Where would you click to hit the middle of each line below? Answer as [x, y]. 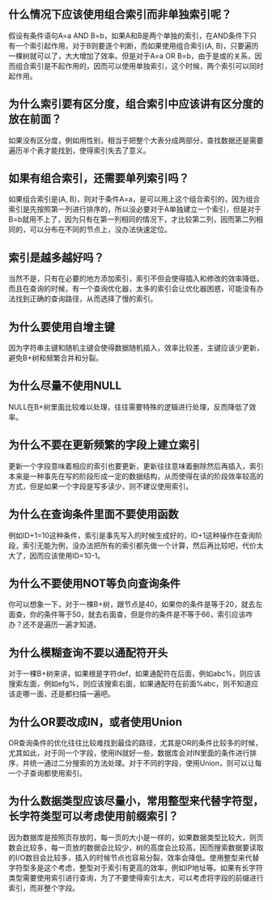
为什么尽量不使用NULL [65, 386]
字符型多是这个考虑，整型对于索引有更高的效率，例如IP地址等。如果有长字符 [136, 868]
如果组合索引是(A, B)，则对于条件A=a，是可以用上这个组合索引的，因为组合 [134, 199]
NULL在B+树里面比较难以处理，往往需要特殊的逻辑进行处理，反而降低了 [129, 406]
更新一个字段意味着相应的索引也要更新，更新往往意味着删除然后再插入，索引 [136, 466]
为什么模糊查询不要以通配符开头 [88, 653]
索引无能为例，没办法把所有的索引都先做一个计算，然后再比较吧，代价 [139, 546]
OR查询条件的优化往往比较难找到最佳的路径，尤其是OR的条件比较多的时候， [136, 742]
